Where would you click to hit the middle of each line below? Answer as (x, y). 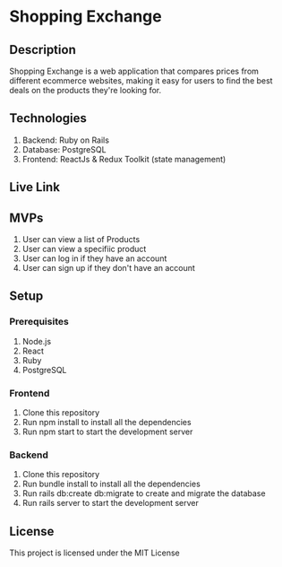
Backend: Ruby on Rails (66, 140)
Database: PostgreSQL (64, 149)
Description (43, 50)
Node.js (37, 341)
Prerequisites (39, 322)
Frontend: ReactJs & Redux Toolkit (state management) (124, 159)
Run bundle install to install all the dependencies (111, 484)
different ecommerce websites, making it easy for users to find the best (141, 81)
